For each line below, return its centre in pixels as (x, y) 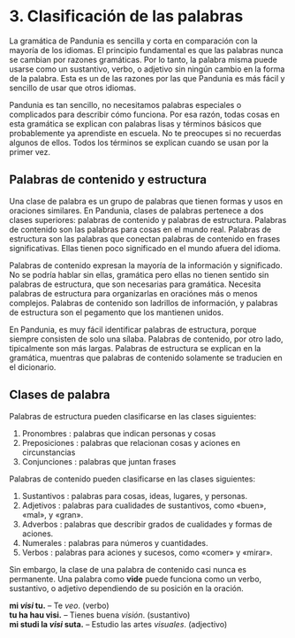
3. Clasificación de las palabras (126, 16)
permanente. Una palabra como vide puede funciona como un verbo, (136, 579)
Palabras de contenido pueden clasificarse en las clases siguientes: (132, 479)
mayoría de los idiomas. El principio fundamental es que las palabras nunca (146, 50)
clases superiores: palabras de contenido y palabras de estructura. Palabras (148, 219)
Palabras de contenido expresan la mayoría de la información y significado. (146, 265)
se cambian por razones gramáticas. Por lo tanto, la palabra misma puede (144, 59)
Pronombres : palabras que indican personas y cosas (119, 433)
